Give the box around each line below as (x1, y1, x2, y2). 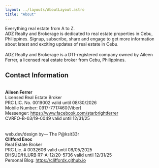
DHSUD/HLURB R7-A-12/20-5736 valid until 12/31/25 (5, 152, 112, 158)
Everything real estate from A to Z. (5, 25, 75, 31)
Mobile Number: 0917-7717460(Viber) (5, 105, 82, 111)
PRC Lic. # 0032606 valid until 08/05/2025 (5, 147, 93, 153)
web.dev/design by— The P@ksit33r (5, 131, 80, 137)
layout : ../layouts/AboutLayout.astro (5, 7, 85, 12)
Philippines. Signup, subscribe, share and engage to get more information (5, 35, 155, 42)
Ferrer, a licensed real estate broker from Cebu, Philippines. (5, 57, 126, 63)
